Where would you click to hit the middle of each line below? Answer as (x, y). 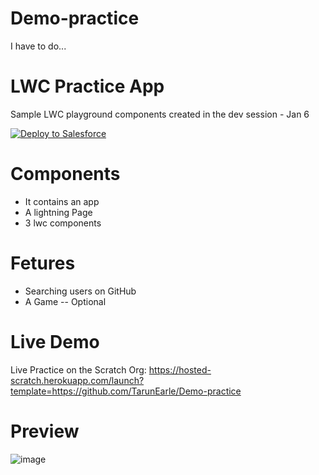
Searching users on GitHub (80, 291)
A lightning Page (58, 212)
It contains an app (62, 201)
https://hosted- (180, 369)
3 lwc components (63, 223)
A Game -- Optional (65, 301)
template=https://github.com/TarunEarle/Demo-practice (126, 391)
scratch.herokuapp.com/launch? (77, 380)
